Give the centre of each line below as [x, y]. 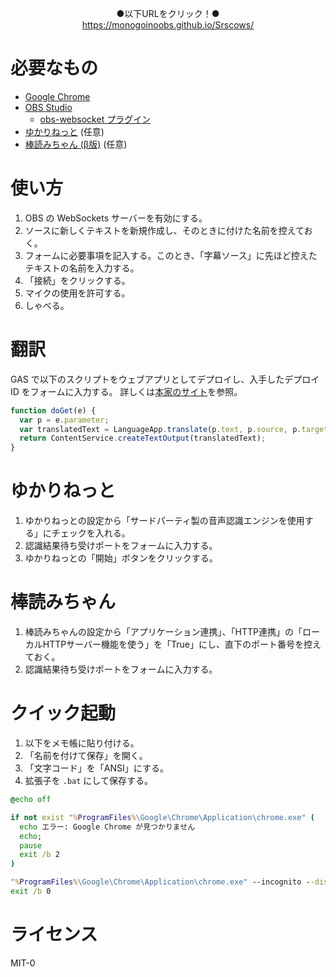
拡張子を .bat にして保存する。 [88, 780]
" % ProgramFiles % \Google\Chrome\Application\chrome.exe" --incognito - [160, 882]
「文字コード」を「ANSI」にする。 [96, 768]
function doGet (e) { [53, 410]
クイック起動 [63, 713]
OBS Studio [48, 107]
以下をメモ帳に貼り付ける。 [82, 743]
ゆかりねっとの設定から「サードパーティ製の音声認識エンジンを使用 [164, 521]
